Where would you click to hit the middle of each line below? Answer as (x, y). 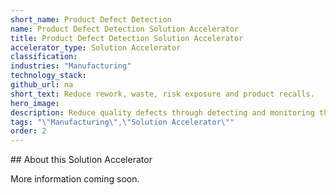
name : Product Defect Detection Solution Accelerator (125, 29)
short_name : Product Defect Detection (91, 19)
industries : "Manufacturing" (71, 66)
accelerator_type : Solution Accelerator (96, 47)
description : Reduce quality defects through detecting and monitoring (162, 112)
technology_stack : (48, 76)
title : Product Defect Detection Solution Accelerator (127, 38)
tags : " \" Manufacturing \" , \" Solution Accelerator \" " (122, 122)
